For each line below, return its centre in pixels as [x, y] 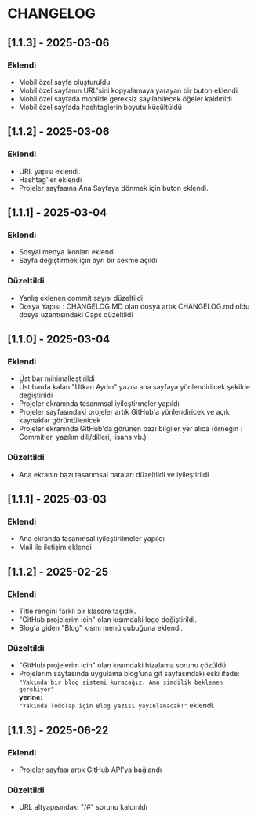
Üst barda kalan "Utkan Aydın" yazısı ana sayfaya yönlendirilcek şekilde [134, 387]
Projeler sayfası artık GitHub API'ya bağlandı [90, 770]
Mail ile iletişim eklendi [55, 547]
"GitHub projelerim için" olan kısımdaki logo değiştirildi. [107, 619]
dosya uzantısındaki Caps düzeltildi [76, 314]
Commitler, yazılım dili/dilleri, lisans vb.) [82, 437]
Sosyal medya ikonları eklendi [67, 252]
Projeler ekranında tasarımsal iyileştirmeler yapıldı [99, 404]
